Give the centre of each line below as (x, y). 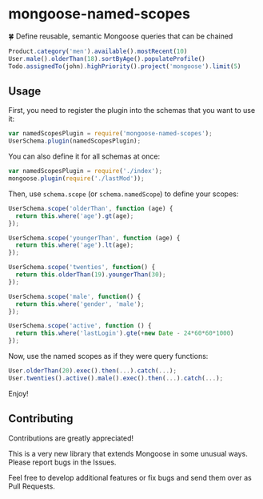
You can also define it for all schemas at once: (84, 156)
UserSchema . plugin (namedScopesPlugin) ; (75, 141)
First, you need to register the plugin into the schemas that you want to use (132, 111)
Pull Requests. (32, 486)
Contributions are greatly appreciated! (71, 438)
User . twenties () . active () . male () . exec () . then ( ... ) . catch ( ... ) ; (116, 378)
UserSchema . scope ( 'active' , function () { (80, 326)
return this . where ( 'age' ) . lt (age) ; (75, 245)
